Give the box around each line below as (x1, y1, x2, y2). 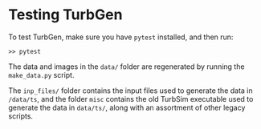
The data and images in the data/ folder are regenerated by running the (8, 62, 245, 71)
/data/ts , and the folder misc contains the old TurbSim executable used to (8, 94, 254, 103)
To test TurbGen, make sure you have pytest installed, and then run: (8, 32, 234, 42)
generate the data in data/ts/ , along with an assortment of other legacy (8, 103, 246, 112)
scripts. (8, 111, 34, 121)
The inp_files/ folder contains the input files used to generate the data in (8, 86, 253, 95)
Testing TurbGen (8, 6, 123, 24)
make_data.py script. (8, 70, 75, 79)
